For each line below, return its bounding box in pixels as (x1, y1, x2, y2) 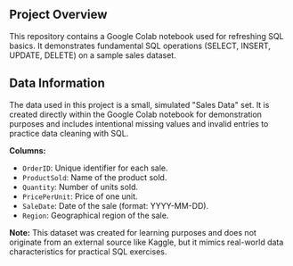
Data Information (9, 76, 105, 91)
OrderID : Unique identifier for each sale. (21, 162, 168, 173)
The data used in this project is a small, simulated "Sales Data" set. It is (9, 99, 270, 110)
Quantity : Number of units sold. (21, 181, 139, 192)
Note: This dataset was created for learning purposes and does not (9, 227, 256, 237)
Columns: (9, 145, 46, 155)
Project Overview (9, 7, 108, 22)
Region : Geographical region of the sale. (21, 210, 169, 220)
